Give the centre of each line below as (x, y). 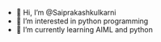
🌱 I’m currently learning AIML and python (85, 29)
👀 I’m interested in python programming (82, 21)
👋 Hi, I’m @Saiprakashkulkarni (66, 13)
